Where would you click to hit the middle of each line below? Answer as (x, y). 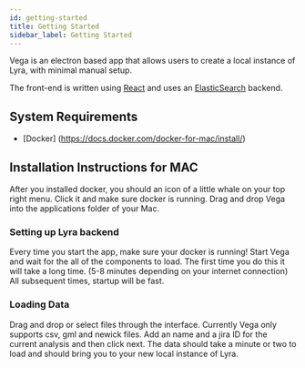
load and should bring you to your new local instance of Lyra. (124, 353)
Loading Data (40, 304)
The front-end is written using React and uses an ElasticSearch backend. (146, 88)
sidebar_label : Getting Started (71, 35)
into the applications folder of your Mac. (85, 209)
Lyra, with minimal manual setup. (71, 70)
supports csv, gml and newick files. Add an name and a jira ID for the (138, 334)
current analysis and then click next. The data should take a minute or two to (153, 343)
